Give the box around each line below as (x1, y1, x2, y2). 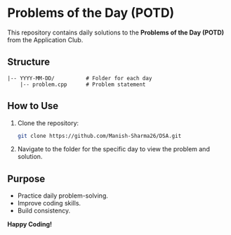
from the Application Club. (7, 35, 84, 44)
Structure (7, 56, 51, 68)
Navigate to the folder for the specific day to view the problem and (17, 145, 211, 153)
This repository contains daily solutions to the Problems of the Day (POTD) (7, 28, 225, 37)
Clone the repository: (17, 118, 79, 127)
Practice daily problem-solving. (17, 191, 109, 200)
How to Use (7, 100, 59, 112)
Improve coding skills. (17, 199, 81, 208)
